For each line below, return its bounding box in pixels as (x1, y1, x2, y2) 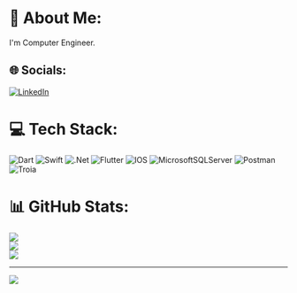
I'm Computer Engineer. (9, 37, 95, 48)
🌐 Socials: (9, 63, 67, 78)
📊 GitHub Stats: (9, 197, 130, 216)
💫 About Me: (9, 8, 103, 28)
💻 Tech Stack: (9, 119, 118, 139)
